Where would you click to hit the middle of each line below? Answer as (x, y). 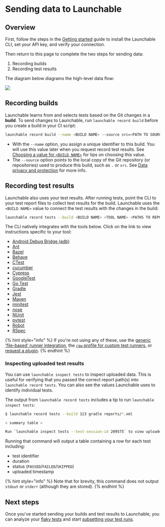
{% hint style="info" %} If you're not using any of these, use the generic (78, 340)
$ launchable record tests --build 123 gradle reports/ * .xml (69, 414)
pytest (19, 320)
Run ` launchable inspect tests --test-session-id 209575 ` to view (74, 432)
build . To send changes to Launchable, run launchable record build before (82, 120)
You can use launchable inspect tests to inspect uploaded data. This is (78, 374)
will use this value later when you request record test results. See (78, 149)
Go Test (20, 284)
